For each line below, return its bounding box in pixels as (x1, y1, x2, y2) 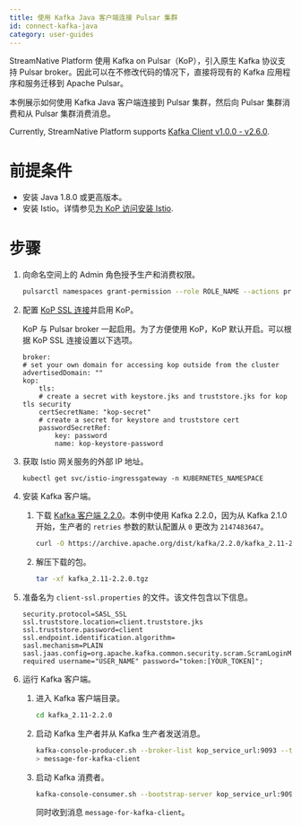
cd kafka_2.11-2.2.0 (35, 710, 113, 719)
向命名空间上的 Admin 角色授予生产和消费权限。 (21, 269, 200, 280)
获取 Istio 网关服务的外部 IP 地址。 (21, 456, 149, 467)
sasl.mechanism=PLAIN (21, 641, 103, 650)
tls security (21, 400, 72, 409)
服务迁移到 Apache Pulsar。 (24, 78, 128, 89)
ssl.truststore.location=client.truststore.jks (21, 617, 203, 627)
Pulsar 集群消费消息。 (34, 109, 116, 119)
